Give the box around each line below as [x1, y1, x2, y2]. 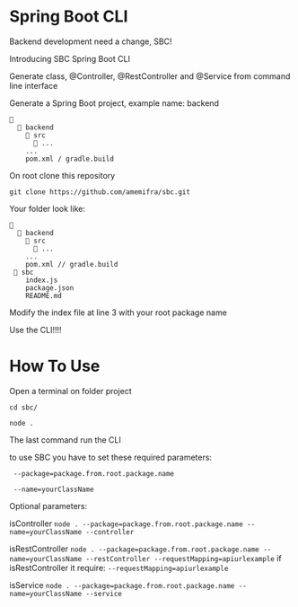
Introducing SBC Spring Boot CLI [9, 53, 130, 64]
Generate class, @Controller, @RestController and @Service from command [9, 70, 291, 82]
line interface [9, 80, 58, 91]
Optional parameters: [9, 500, 88, 511]
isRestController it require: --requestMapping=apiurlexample [9, 562, 229, 573]
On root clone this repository [9, 170, 116, 180]
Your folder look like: [9, 203, 85, 214]
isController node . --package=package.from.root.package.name [9, 518, 244, 529]
